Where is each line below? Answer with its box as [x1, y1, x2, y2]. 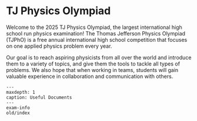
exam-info [6, 104, 31, 110]
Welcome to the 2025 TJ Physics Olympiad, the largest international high [6, 24, 182, 31]
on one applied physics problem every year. [6, 42, 112, 50]
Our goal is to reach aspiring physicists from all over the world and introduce [6, 54, 192, 61]
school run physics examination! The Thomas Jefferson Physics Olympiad [6, 30, 186, 37]
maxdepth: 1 [6, 89, 35, 95]
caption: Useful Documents [6, 94, 72, 100]
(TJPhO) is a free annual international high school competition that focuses [6, 36, 188, 43]
